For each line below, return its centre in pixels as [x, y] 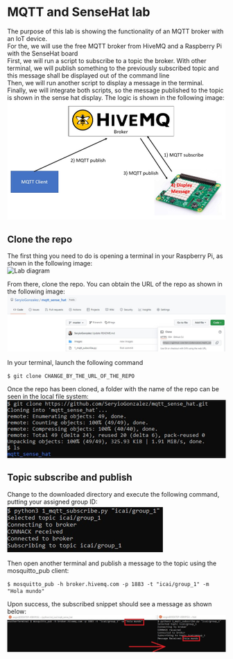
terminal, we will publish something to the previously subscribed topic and [113, 68]
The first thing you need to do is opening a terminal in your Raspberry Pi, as [115, 256]
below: [17, 611]
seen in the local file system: [48, 396]
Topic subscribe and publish [70, 478]
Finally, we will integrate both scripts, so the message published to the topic [115, 90]
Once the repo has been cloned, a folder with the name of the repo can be [113, 388]
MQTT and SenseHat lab [79, 12]
